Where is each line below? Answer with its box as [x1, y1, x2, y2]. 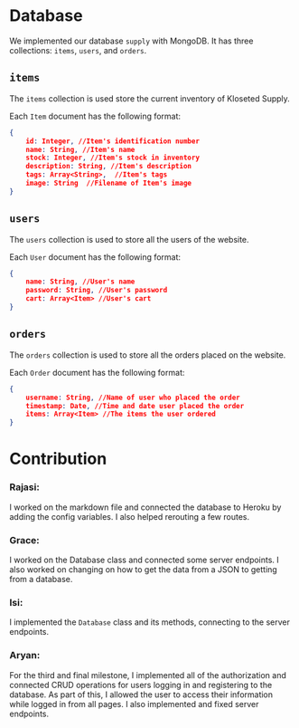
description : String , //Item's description [25, 162, 192, 171]
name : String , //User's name [25, 277, 135, 286]
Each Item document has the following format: [9, 110, 182, 121]
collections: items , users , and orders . [9, 44, 147, 55]
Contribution [9, 449, 107, 469]
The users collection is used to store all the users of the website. [9, 234, 250, 244]
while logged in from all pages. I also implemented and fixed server [9, 698, 259, 709]
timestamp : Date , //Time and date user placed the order [25, 401, 245, 410]
